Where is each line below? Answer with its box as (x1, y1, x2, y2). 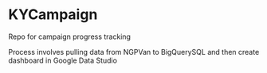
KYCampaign (8, 6, 98, 24)
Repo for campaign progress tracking (8, 32, 132, 41)
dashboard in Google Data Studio (8, 56, 118, 65)
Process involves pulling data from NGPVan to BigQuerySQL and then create (8, 47, 260, 56)
